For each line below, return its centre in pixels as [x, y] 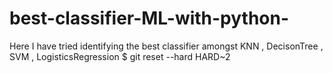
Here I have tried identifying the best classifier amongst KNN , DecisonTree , [166, 46]
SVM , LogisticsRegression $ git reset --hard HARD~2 [120, 56]
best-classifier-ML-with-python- [149, 18]
